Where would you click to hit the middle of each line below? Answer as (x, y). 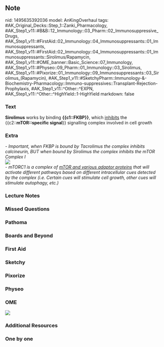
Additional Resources (31, 325)
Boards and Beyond (29, 236)
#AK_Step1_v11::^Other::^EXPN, (62, 88)
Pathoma (16, 223)
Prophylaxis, (18, 88)
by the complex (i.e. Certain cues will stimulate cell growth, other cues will (81, 177)
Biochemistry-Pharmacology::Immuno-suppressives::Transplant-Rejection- (82, 83)
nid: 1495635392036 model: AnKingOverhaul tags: (57, 20)
